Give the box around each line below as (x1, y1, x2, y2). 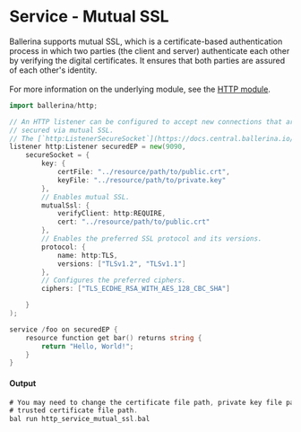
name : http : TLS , (56, 251, 118, 260)
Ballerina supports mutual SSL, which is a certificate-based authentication (9, 36, 283, 47)
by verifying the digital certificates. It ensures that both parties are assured (9, 55, 286, 66)
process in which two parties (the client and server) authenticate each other (9, 45, 290, 56)
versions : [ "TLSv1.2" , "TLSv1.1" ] (56, 259, 186, 269)
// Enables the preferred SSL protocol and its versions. (41, 234, 262, 243)
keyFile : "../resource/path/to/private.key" (56, 175, 227, 185)
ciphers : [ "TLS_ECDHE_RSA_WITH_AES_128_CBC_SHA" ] (41, 285, 230, 294)
